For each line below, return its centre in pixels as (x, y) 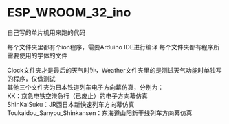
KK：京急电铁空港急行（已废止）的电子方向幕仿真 (77, 96)
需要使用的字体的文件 (37, 55)
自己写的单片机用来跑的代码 (46, 32)
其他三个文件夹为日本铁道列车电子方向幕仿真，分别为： (85, 87)
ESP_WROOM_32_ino (69, 13)
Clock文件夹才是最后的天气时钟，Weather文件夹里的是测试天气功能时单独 (112, 70)
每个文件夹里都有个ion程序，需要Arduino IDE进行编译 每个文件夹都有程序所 (113, 47)
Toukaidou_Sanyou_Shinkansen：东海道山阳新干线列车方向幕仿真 (100, 113)
